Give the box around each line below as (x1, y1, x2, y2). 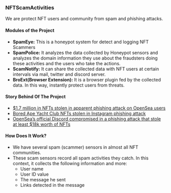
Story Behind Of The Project (5, 94, 66, 100)
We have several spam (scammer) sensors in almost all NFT (12, 144, 138, 150)
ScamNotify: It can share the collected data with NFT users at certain (12, 66, 159, 72)
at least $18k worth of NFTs (12, 121, 71, 127)
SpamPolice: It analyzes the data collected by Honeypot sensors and (12, 49, 158, 56)
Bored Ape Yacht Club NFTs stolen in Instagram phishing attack (12, 110, 146, 116)
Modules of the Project (5, 27, 54, 33)
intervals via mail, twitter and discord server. (12, 71, 106, 77)
